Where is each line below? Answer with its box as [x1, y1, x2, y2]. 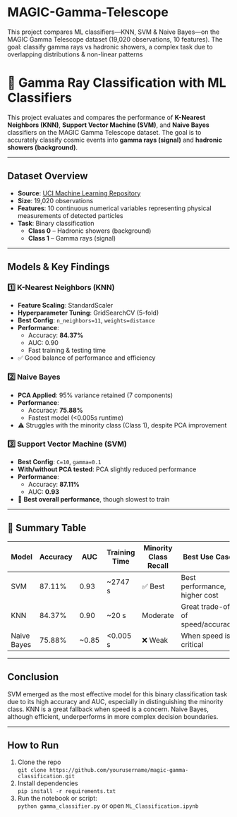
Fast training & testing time [28, 346, 106, 355]
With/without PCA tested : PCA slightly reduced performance [17, 465, 197, 473]
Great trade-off [181, 601, 233, 611]
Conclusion [7, 671, 59, 683]
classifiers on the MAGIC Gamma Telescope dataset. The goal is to [7, 128, 202, 136]
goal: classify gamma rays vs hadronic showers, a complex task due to [7, 42, 213, 51]
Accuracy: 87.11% [28, 480, 80, 488]
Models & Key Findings [7, 261, 110, 273]
